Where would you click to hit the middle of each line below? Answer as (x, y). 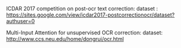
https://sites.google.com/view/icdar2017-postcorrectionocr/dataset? (90, 15)
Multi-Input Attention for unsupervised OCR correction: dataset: (85, 33)
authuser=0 (21, 21)
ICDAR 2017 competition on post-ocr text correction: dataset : (82, 9)
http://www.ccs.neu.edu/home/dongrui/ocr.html (65, 39)
